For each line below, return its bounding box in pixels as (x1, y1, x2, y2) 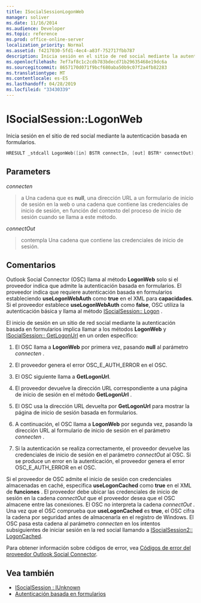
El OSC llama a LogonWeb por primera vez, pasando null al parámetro (14, 343, 188, 351)
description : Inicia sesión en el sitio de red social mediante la (6, 53, 178, 59)
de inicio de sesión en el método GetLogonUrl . (14, 391, 132, 398)
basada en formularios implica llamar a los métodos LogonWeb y (6, 325, 166, 333)
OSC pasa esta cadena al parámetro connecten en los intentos (6, 520, 160, 527)
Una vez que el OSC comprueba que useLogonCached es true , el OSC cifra (6, 507, 194, 514)
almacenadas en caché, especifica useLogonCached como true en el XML (6, 482, 192, 489)
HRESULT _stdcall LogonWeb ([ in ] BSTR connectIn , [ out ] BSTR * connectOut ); (6, 150, 197, 156)
